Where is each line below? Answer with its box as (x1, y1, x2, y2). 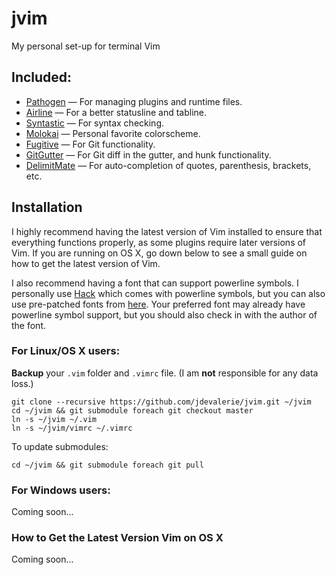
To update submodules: (11, 440, 109, 452)
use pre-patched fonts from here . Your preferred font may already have (11, 298, 306, 310)
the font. (11, 319, 47, 331)
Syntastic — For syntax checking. (25, 117, 165, 129)
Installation (11, 199, 83, 216)
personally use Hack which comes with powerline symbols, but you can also (11, 287, 326, 299)
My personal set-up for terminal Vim (11, 40, 161, 52)
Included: (11, 69, 73, 86)
